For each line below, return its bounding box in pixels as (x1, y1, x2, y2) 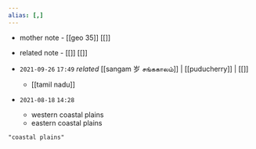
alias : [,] (8, 11, 44, 20)
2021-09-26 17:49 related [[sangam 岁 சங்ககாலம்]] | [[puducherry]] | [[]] (19, 64, 249, 73)
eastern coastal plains (31, 118, 103, 127)
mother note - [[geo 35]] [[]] (19, 33, 111, 42)
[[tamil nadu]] (31, 80, 76, 89)
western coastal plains (31, 110, 104, 119)
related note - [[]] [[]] (19, 48, 88, 57)
